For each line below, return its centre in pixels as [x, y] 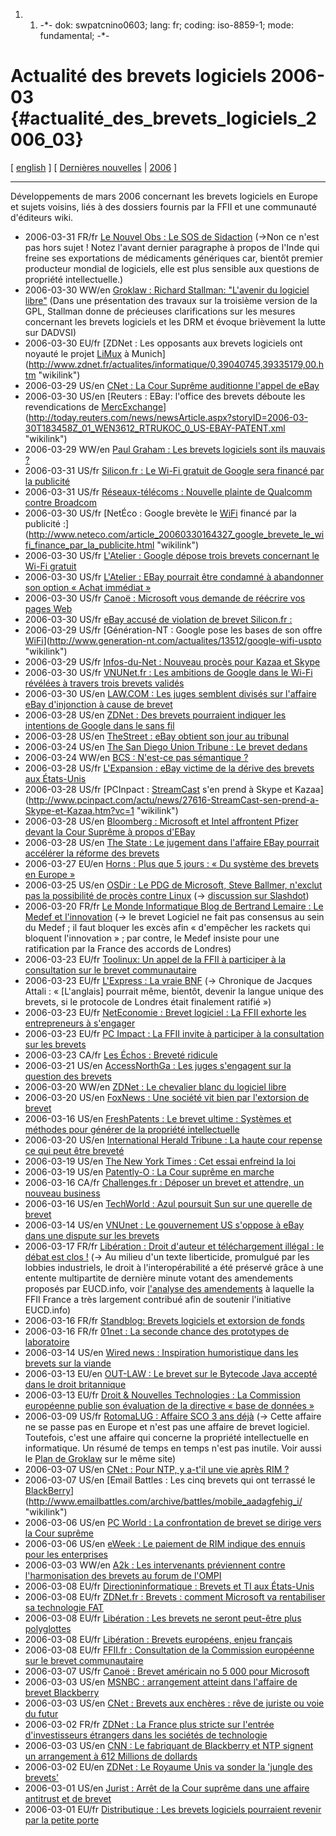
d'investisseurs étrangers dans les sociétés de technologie [146, 1735]
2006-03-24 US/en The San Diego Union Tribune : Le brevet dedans [166, 746]
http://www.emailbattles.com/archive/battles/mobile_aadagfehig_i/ [165, 1501]
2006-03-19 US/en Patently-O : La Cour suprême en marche [149, 1171]
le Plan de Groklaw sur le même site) [100, 1458]
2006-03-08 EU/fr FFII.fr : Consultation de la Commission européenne [169, 1650]
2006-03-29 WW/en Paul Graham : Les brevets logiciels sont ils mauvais [175, 449]
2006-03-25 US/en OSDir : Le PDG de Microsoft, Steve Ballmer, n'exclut [173, 885]
